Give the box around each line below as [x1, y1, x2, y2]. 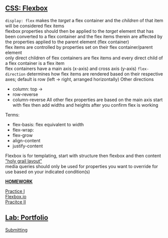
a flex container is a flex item [5, 60, 65, 66]
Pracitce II [5, 199, 26, 205]
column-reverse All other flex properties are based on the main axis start [12, 97, 163, 103]
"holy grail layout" [5, 158, 43, 164]
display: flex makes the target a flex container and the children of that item [5, 17, 163, 23]
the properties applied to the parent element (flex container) [5, 39, 129, 45]
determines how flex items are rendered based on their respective [27, 70, 163, 77]
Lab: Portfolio [5, 213, 49, 222]
